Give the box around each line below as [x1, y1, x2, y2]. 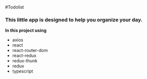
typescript [12, 68, 33, 74]
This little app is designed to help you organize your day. [5, 16, 143, 23]
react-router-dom [12, 48, 48, 53]
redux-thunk [12, 58, 38, 64]
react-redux [12, 53, 37, 58]
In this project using [5, 27, 47, 33]
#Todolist [5, 4, 24, 10]
